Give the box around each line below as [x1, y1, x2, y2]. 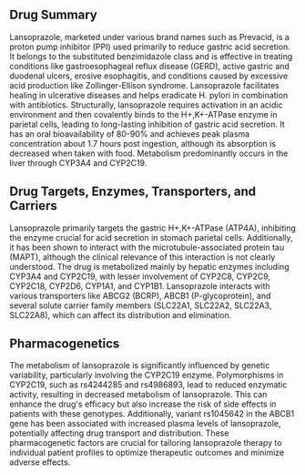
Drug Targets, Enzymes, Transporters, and [9, 184, 257, 200]
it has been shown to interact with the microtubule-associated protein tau [9, 242, 285, 253]
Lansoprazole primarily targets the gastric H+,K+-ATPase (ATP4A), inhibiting [9, 222, 296, 233]
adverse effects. [9, 457, 71, 468]
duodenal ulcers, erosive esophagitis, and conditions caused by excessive [9, 70, 289, 81]
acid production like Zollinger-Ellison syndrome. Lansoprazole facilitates [9, 79, 280, 90]
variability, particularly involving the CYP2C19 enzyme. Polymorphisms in [9, 369, 284, 381]
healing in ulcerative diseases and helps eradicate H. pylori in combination [9, 89, 289, 100]
